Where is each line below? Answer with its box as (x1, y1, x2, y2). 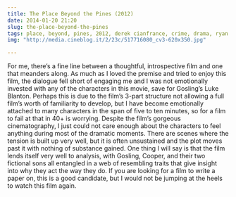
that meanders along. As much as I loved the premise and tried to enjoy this (7, 70, 227, 78)
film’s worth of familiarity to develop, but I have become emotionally (7, 99, 204, 108)
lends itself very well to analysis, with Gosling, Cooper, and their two (7, 152, 206, 160)
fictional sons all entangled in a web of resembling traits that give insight (7, 159, 217, 167)
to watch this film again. (7, 182, 77, 190)
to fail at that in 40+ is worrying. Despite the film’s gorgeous (7, 114, 181, 123)
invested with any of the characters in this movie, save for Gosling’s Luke (7, 84, 219, 93)
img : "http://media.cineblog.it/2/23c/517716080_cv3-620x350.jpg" (7, 37, 206, 44)
